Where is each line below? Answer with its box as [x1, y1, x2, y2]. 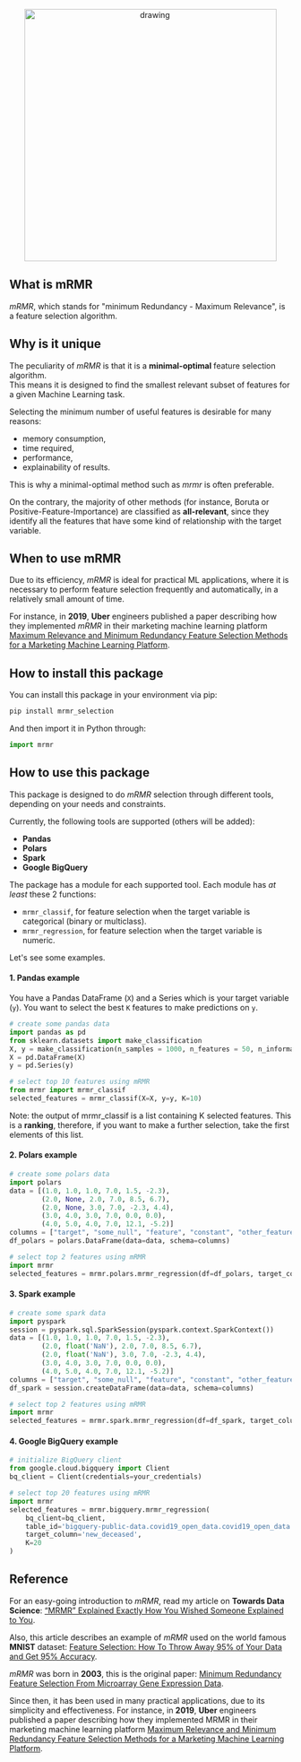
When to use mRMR [9, 551, 122, 567]
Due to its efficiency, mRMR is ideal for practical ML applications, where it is [9, 575, 289, 586]
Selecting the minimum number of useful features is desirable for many [9, 406, 271, 417]
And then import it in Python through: [9, 723, 146, 734]
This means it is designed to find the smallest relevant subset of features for [9, 379, 290, 390]
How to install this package [9, 665, 164, 681]
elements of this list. [9, 1129, 84, 1140]
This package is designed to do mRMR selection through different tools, [9, 789, 274, 800]
